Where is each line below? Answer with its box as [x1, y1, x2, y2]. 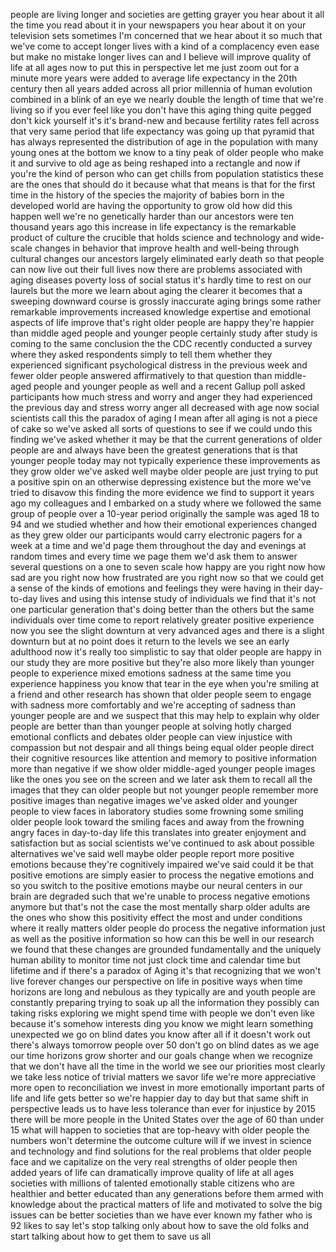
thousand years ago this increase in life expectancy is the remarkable [10, 221, 297, 233]
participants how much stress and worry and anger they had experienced [10, 391, 313, 403]
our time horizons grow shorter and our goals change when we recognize [10, 1050, 313, 1061]
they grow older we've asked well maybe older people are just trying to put [10, 465, 319, 477]
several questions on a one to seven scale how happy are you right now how [10, 561, 326, 573]
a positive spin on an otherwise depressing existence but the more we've [10, 476, 312, 488]
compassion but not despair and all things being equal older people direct [10, 742, 315, 753]
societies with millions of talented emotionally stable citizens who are [10, 1177, 295, 1189]
